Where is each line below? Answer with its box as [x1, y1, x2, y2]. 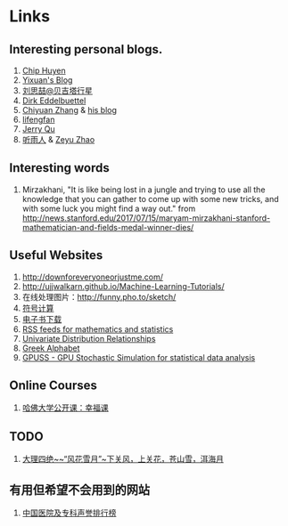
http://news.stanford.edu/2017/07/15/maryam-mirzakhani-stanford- [21, 212, 270, 223]
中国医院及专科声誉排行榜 [21, 507, 117, 518]
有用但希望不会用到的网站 [9, 482, 150, 498]
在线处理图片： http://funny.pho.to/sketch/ [21, 291, 177, 302]
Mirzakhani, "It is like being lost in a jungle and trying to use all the [21, 184, 266, 195]
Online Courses [9, 378, 98, 393]
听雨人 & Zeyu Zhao [21, 134, 95, 144]
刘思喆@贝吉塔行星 [21, 85, 94, 95]
